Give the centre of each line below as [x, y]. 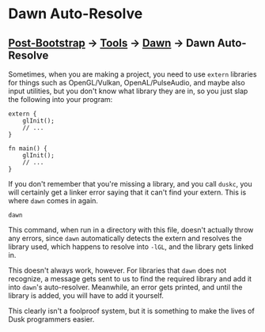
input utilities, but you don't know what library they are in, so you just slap [128, 91]
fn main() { [28, 149]
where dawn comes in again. [53, 201]
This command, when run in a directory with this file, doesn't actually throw [131, 230]
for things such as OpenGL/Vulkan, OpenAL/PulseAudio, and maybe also [127, 83]
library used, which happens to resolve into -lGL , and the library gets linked [131, 247]
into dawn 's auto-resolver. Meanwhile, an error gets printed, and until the [125, 287]
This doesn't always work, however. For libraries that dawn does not [117, 270]
